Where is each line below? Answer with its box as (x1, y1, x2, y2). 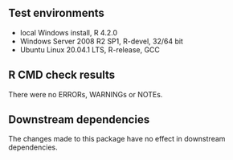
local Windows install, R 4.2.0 (19, 27, 118, 37)
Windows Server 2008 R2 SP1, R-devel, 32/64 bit (19, 36, 183, 46)
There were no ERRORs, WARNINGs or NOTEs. (8, 89, 163, 99)
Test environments (8, 6, 104, 20)
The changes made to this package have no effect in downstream (8, 134, 226, 144)
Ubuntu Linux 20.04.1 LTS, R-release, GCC (19, 44, 161, 55)
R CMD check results (8, 68, 116, 82)
